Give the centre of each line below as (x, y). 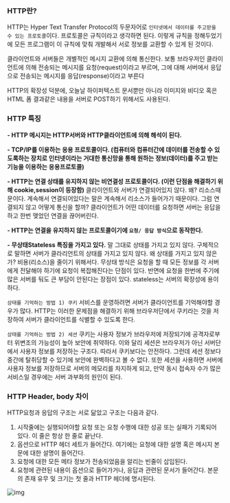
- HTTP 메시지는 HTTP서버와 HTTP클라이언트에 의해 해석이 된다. (94, 134)
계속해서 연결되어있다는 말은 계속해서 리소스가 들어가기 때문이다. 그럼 (120, 198)
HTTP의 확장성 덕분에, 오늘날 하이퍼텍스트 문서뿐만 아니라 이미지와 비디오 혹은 (112, 91)
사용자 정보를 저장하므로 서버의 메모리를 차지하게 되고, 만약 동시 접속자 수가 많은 (114, 368)
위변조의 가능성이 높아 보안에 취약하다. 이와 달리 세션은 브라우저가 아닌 (108, 342)
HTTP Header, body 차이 (48, 396)
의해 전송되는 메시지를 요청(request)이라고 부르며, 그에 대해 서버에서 (117, 67)
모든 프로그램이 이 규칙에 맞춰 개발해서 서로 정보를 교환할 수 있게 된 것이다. (114, 44)
